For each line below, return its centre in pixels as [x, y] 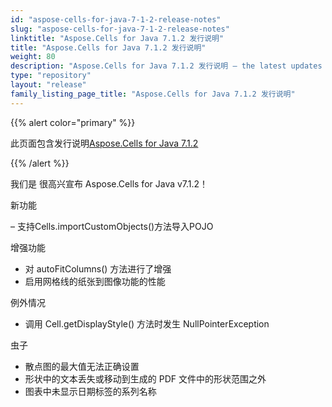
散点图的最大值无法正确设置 [82, 366]
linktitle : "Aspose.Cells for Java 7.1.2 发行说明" [117, 38]
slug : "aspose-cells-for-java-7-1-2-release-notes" [120, 29]
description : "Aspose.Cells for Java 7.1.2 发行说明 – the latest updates [166, 66]
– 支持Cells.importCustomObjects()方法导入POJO [112, 226]
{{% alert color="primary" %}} [73, 122]
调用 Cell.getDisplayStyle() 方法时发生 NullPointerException [147, 323]
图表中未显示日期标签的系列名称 [90, 391]
